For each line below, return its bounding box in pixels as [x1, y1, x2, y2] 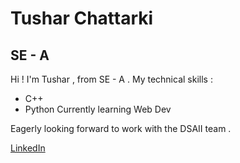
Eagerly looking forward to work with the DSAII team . [10, 123, 232, 134]
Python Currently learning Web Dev [24, 103, 172, 115]
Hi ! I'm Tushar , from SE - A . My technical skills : [10, 73, 213, 85]
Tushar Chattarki [10, 7, 154, 30]
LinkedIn [10, 142, 46, 154]
